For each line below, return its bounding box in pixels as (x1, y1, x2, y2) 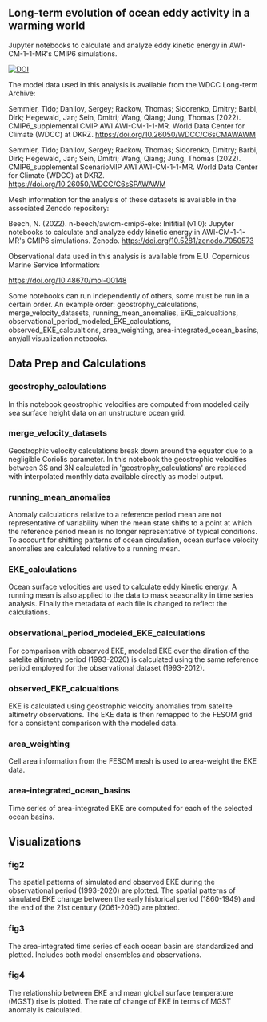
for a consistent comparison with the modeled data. (8, 718, 178, 728)
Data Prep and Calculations (8, 357, 146, 371)
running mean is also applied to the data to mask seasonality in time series (8, 590, 254, 600)
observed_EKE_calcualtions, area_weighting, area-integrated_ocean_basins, (8, 325, 259, 335)
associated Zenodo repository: (8, 203, 110, 213)
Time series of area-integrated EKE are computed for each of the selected (8, 803, 253, 813)
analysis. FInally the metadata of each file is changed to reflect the (8, 599, 228, 609)
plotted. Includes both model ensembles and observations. (8, 950, 202, 959)
